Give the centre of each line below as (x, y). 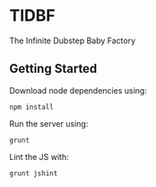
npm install (31, 107)
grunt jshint (34, 173)
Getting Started (53, 69)
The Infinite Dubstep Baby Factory (73, 40)
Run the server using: (49, 123)
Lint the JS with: (39, 156)
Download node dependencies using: (78, 90)
